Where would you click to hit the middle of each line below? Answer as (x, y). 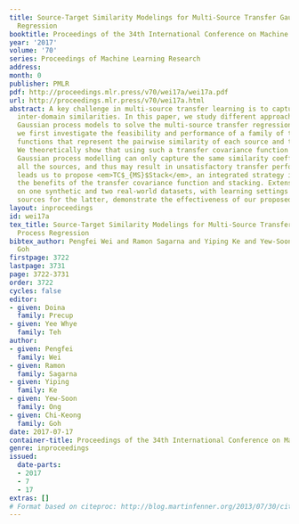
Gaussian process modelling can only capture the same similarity (143, 158)
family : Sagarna (47, 374)
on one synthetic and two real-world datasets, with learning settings (153, 192)
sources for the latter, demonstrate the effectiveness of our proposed (155, 200)
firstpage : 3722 (39, 258)
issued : (24, 457)
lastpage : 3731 (37, 266)
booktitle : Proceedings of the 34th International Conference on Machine (149, 34)
